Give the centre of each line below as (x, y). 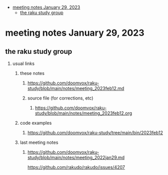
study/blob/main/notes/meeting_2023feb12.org (83, 113)
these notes (32, 73)
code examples (36, 123)
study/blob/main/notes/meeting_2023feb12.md (76, 88)
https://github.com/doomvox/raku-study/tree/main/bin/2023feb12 (95, 133)
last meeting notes (39, 142)
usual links (24, 63)
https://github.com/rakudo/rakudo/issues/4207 (76, 167)
